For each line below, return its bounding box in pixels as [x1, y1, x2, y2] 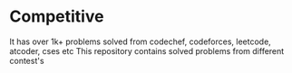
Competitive [9, 6, 104, 27]
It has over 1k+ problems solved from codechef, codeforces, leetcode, [9, 36, 272, 47]
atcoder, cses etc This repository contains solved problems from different [9, 45, 285, 56]
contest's [9, 55, 44, 66]
